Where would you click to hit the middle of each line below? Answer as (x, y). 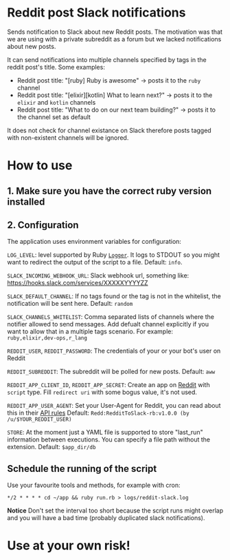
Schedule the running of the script (82, 469)
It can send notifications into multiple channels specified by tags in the (107, 59)
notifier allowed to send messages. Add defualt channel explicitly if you (108, 324)
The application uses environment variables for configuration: (94, 242)
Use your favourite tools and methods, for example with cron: (94, 485)
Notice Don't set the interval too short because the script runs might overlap (115, 510)
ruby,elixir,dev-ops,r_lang (47, 338)
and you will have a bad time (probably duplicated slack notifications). (106, 518)
